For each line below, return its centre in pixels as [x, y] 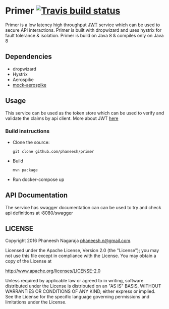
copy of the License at [29, 261]
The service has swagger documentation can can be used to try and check [83, 207]
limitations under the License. [36, 302]
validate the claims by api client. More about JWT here [62, 118]
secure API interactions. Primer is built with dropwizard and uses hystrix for [83, 30]
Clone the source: [31, 142]
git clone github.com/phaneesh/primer [53, 151]
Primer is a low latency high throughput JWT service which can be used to [83, 25]
